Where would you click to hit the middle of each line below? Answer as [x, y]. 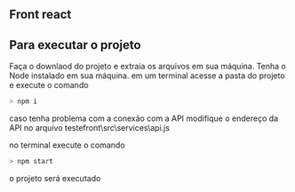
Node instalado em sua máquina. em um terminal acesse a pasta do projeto [147, 76]
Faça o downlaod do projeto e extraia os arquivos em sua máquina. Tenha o [147, 67]
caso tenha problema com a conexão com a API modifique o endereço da [144, 118]
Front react [40, 15]
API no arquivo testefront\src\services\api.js [90, 128]
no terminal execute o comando [68, 145]
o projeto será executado [55, 178]
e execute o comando [49, 85]
